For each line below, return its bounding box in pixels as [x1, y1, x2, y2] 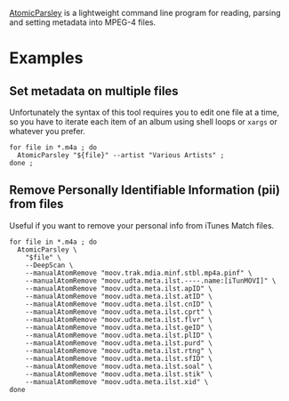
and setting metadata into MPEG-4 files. [9, 17, 157, 28]
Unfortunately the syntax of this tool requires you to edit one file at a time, [9, 107, 280, 117]
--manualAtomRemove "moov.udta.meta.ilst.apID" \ [25, 284, 213, 293]
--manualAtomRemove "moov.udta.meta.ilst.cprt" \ [25, 307, 213, 317]
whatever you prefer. [9, 126, 86, 136]
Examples [9, 48, 84, 68]
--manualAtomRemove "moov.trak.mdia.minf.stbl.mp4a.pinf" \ [25, 269, 253, 277]
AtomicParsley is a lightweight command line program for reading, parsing [9, 8, 282, 18]
